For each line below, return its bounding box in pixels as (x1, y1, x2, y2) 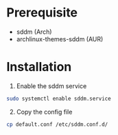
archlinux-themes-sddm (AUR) (16, 34, 104, 43)
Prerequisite (6, 5, 78, 21)
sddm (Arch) (16, 28, 52, 36)
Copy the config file (16, 107, 73, 116)
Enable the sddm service (16, 81, 87, 90)
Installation (6, 59, 72, 75)
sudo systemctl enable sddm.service (6, 95, 111, 102)
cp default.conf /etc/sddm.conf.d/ (6, 121, 108, 128)
